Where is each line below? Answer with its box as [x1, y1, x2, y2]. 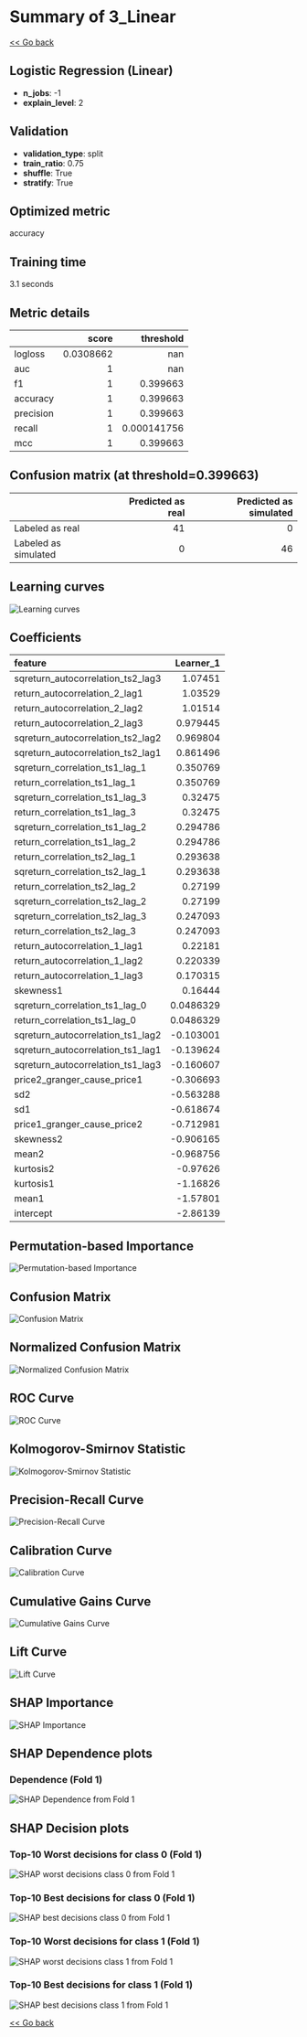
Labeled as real [14, 521, 80, 534]
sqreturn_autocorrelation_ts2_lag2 [14, 731, 162, 744]
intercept [14, 1207, 53, 1220]
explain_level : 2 [22, 97, 84, 108]
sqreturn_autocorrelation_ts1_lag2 [14, 1029, 162, 1041]
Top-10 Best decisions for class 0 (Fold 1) [9, 1891, 196, 1904]
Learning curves [9, 579, 105, 595]
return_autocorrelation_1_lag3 [14, 969, 143, 982]
